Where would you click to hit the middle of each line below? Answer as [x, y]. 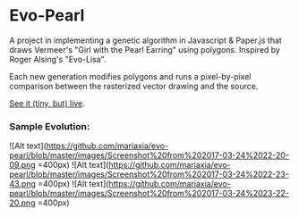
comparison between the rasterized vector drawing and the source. [134, 86]
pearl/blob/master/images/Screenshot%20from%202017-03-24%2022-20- [149, 155]
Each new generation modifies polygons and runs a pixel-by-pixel [131, 76]
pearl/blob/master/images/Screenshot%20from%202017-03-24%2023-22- [149, 194]
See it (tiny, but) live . [47, 103]
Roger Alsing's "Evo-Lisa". [58, 59]
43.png [22, 184]
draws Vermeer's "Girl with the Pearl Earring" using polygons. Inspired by [145, 49]
